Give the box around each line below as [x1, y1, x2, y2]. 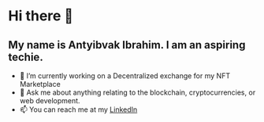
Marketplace [19, 80, 61, 88]
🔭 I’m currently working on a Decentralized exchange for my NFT [19, 71, 231, 81]
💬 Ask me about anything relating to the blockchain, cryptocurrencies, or [19, 88, 256, 97]
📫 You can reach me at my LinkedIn [19, 105, 138, 114]
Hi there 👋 [8, 7, 73, 25]
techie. [8, 50, 43, 63]
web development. [19, 96, 80, 105]
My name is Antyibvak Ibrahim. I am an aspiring [8, 38, 246, 52]
